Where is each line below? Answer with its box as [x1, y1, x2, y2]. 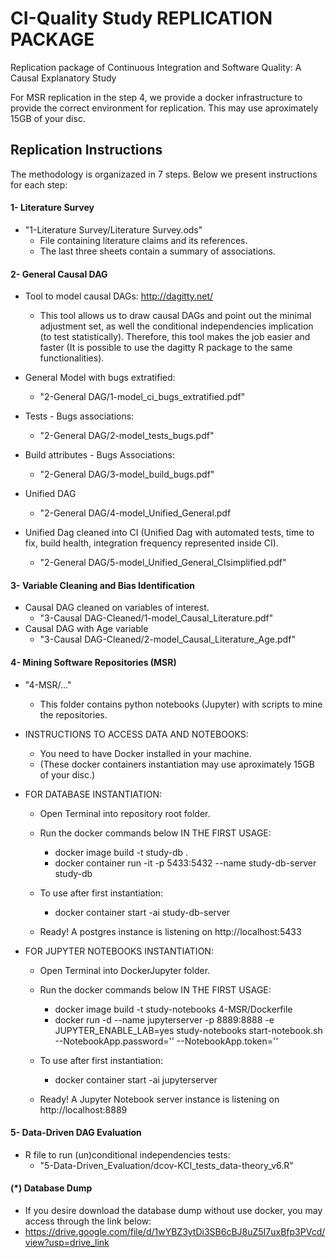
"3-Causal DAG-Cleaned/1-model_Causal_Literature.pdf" [39, 612, 274, 624]
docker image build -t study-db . [54, 846, 189, 858]
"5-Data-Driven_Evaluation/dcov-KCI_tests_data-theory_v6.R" [39, 1159, 294, 1171]
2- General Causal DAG [10, 268, 108, 280]
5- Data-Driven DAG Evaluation [10, 1127, 142, 1139]
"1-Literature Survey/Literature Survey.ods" [24, 223, 203, 236]
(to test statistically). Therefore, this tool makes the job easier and [39, 331, 311, 343]
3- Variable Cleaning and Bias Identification [10, 579, 196, 591]
